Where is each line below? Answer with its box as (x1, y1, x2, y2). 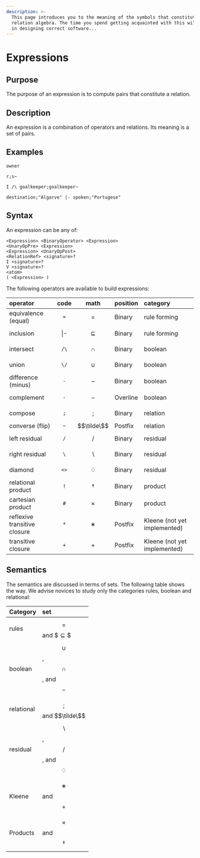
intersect (9, 345, 34, 353)
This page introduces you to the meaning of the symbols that (11, 14, 169, 20)
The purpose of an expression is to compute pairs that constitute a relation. (6, 91, 191, 98)
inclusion (9, 329, 35, 337)
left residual (9, 434, 42, 442)
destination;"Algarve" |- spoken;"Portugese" (6, 194, 121, 200)
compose (9, 409, 36, 417)
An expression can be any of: (6, 226, 79, 233)
